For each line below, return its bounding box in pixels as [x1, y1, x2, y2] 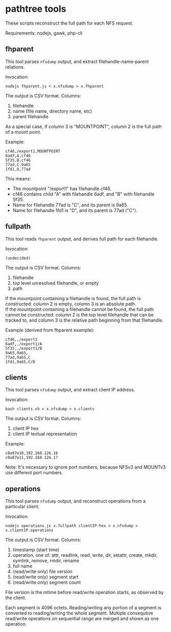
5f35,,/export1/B [5, 346, 42, 351]
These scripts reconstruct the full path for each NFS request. [5, 20, 134, 26]
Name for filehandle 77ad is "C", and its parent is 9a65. [12, 202, 129, 208]
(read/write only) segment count [12, 579, 81, 585]
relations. [5, 64, 25, 70]
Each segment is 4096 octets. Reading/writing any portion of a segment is [5, 605, 162, 611]
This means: [5, 175, 32, 182]
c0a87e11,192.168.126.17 [5, 455, 58, 460]
